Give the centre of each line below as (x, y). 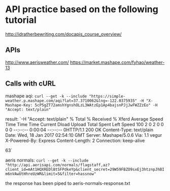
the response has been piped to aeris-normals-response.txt (68, 183)
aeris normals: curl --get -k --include (47, 160)
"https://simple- (107, 96)
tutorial (21, 20)
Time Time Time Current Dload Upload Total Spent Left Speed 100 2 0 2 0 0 (84, 124)
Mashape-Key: (19, 105)
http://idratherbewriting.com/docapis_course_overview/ (63, 34)
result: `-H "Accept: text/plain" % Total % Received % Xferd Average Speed (84, 119)
